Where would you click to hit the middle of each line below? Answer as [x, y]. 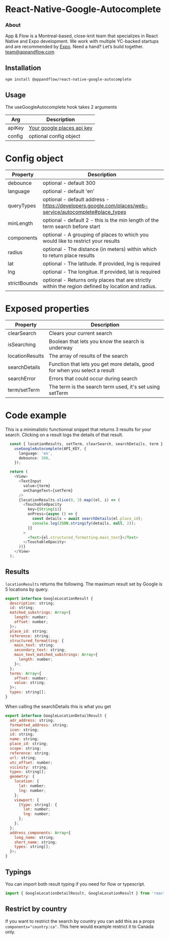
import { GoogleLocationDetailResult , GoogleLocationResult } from [77, 893]
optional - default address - [76, 199]
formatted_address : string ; [39, 725]
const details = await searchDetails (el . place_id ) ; [87, 519]
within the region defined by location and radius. [100, 287]
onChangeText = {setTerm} [48, 490]
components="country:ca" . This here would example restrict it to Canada [79, 926]
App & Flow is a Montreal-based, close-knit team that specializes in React [81, 36]
